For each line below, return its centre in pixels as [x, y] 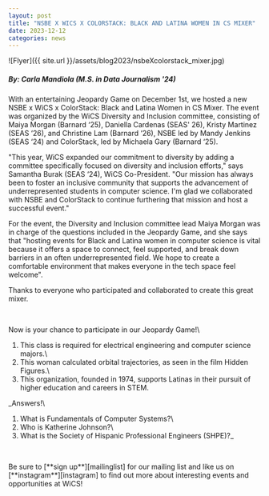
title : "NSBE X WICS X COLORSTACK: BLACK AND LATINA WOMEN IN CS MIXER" [132, 23]
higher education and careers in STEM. [84, 388]
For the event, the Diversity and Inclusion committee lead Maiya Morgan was [134, 224]
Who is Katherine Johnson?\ [66, 427]
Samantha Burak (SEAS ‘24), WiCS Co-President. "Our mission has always [131, 174]
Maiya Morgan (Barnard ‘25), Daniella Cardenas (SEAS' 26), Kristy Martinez [133, 125]
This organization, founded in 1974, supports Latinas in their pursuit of [135, 379]
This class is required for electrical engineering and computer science [135, 346]
